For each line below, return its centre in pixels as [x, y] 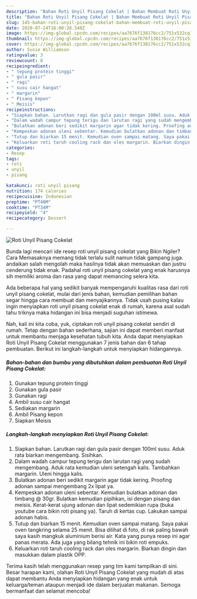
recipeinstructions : [31, 110]
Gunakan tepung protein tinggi [51, 383]
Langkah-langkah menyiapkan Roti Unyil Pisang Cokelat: [77, 434]
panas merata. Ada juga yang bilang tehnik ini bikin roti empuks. [92, 542]
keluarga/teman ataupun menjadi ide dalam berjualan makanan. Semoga [93, 584]
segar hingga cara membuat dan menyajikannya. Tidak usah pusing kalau [95, 300]
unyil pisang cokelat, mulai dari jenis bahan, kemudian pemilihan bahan [92, 294]
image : [14, 33]
